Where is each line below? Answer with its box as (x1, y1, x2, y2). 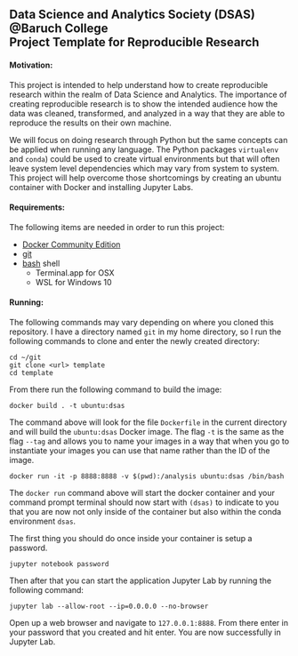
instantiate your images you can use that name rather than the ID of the (9, 445, 270, 456)
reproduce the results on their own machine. (9, 117, 172, 128)
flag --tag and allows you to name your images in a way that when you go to (9, 436, 290, 446)
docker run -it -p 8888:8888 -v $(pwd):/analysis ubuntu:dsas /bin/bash (9, 472, 285, 481)
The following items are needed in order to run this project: (9, 221, 225, 232)
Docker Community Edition (21, 239, 121, 250)
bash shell (21, 258, 60, 268)
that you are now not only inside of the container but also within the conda (9, 507, 282, 516)
